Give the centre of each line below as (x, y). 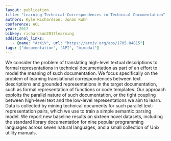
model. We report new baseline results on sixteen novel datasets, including (84, 116)
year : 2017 (17, 29)
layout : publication (27, 10)
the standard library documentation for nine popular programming (75, 122)
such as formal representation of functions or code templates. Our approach (86, 89)
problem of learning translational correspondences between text (73, 78)
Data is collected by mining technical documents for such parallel (74, 105)
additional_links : (25, 39)
